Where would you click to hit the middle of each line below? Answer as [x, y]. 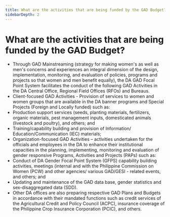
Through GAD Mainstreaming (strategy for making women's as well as [86, 64]
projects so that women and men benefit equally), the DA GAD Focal [84, 80]
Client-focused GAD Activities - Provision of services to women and [83, 96]
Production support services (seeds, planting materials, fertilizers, [81, 113]
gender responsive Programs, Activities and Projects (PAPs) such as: [84, 155]
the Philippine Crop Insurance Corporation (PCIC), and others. [77, 209]
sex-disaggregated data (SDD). [45, 188]
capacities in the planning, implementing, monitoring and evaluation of [86, 150]
